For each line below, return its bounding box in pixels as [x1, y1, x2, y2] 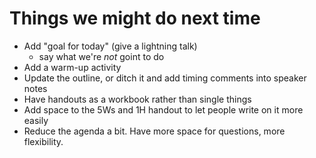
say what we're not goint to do [38, 50, 165, 62]
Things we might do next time [9, 7, 261, 30]
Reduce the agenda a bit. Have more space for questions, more [23, 125, 286, 137]
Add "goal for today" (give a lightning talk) [23, 40, 198, 52]
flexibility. [23, 135, 64, 147]
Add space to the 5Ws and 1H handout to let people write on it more [23, 103, 304, 116]
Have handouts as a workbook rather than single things [23, 93, 252, 105]
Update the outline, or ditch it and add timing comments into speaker [23, 72, 307, 84]
